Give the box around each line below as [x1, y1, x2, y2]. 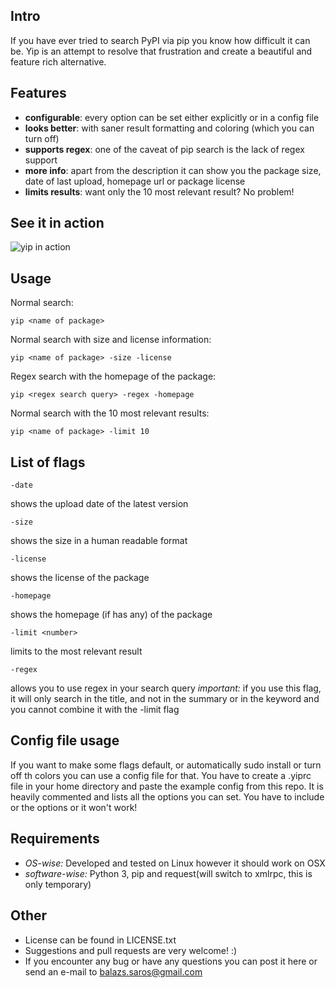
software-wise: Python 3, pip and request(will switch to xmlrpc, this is [24, 867, 313, 879]
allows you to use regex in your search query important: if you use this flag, [10, 682, 322, 694]
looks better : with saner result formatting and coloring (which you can [24, 122, 315, 134]
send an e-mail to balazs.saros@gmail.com [24, 965, 203, 978]
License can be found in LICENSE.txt [24, 934, 177, 946]
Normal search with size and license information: [10, 334, 212, 346]
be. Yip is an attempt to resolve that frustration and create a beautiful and [10, 45, 313, 57]
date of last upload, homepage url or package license [24, 175, 246, 187]
